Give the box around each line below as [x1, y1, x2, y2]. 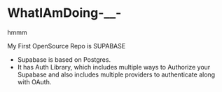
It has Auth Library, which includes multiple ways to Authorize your [17, 63, 211, 71]
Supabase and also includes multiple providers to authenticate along [17, 70, 216, 79]
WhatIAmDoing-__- [7, 5, 122, 21]
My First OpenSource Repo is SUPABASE [7, 41, 126, 50]
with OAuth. [17, 77, 52, 86]
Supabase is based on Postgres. [17, 55, 111, 64]
